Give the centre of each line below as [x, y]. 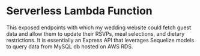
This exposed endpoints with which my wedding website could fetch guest [98, 27]
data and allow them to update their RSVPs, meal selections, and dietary [95, 33]
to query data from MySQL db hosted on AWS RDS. [70, 46]
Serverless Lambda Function [80, 11]
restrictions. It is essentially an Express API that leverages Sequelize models [100, 40]
